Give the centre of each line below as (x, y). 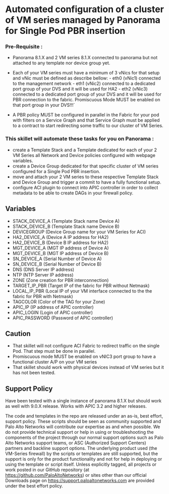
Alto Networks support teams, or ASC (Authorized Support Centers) (76, 443)
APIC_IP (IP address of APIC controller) (53, 307)
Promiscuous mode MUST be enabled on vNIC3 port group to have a (84, 357)
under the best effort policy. (34, 486)
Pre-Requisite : (24, 47)
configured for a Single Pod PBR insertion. (56, 171)
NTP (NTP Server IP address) (43, 275)
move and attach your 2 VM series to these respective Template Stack (86, 177)
